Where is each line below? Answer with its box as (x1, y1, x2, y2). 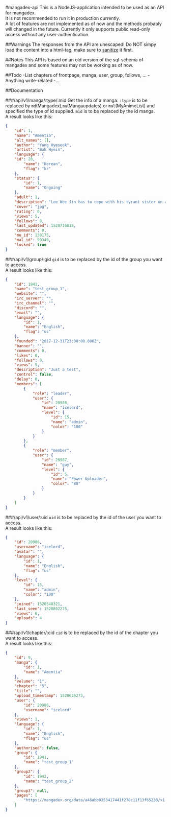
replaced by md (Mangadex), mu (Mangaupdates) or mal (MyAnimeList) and (5, 103, 155, 109)
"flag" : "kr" (23, 166, 51, 171)
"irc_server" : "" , (14, 296, 53, 301)
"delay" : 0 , (14, 377, 40, 382)
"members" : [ (14, 381, 42, 386)
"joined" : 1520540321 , (14, 601, 63, 606)
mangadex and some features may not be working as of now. (5, 62, 134, 68)
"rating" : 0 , (14, 209, 42, 214)
